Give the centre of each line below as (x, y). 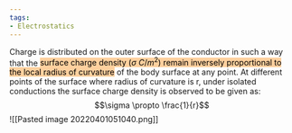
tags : (19, 18)
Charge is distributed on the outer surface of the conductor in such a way (146, 51)
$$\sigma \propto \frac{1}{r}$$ (152, 105)
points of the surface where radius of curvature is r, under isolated (133, 82)
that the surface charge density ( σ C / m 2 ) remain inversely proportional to (146, 62)
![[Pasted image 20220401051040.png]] (84, 120)
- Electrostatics (42, 26)
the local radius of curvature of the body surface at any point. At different (146, 72)
